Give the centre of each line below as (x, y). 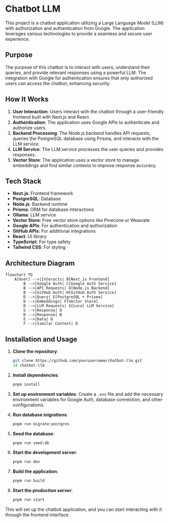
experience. (18, 39)
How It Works (27, 99)
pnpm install (26, 384)
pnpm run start (29, 500)
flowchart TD (19, 275)
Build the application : (35, 471)
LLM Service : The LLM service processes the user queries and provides (88, 149)
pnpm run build (29, 481)
